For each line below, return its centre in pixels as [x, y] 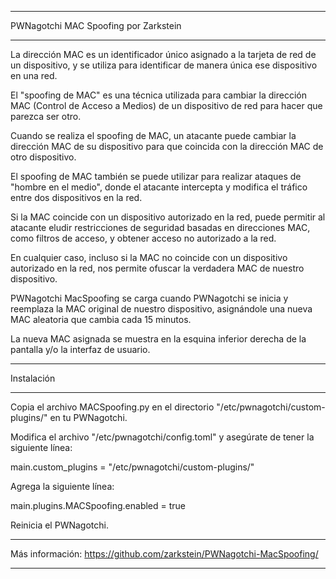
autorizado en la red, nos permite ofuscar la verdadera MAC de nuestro [157, 268]
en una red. [34, 75]
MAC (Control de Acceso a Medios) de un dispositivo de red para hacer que [166, 105]
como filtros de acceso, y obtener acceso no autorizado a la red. [143, 238]
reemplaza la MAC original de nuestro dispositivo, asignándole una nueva [161, 309]
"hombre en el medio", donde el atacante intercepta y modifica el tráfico [159, 187]
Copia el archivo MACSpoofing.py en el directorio [112, 407]
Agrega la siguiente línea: [62, 486]
